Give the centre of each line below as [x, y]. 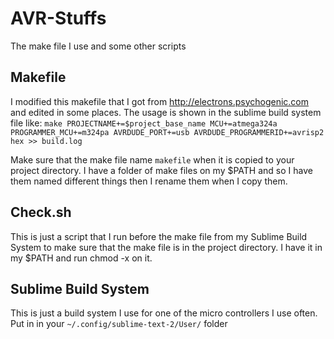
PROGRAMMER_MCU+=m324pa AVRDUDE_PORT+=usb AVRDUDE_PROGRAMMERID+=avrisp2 [167, 132]
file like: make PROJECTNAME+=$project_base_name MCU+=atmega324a [144, 123]
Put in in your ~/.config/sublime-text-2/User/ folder [119, 324]
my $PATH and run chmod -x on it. [81, 258]
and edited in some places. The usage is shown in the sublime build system [166, 112]
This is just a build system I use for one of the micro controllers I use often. [164, 313]
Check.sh [41, 212]
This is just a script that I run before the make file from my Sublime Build [159, 236]
